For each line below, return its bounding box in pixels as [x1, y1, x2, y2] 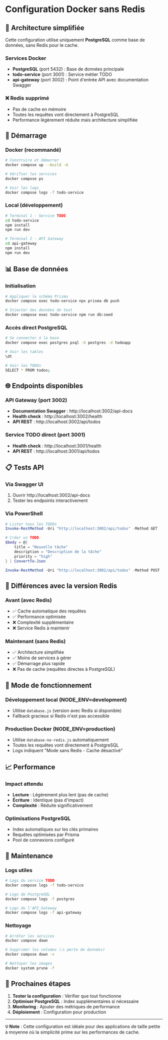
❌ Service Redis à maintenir [12, 625, 70, 631]
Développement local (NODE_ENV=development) [5, 696, 127, 703]
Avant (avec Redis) [5, 596, 52, 603]
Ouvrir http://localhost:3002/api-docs [12, 492, 90, 498]
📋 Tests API [5, 463, 44, 472]
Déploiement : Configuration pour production [12, 1009, 106, 1015]
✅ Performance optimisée [12, 614, 66, 620]
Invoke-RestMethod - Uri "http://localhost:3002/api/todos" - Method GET [5, 526, 157, 531]
